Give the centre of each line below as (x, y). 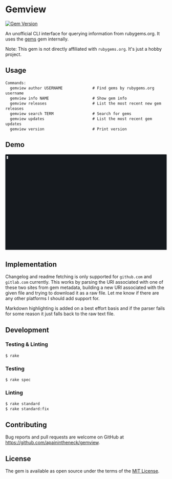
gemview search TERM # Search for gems (71, 114)
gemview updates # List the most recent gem (81, 119)
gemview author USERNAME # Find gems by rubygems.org (82, 88)
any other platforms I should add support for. (52, 299)
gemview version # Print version (68, 129)
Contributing (26, 424)
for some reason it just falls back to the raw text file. (60, 314)
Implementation (31, 264)
